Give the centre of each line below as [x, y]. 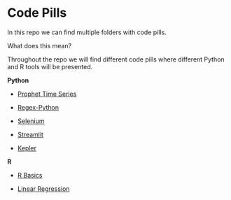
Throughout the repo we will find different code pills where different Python [116, 59]
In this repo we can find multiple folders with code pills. [87, 32]
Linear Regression [43, 188]
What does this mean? [40, 45]
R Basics [30, 175]
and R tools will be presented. [50, 66]
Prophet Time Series [47, 94]
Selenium [31, 121]
